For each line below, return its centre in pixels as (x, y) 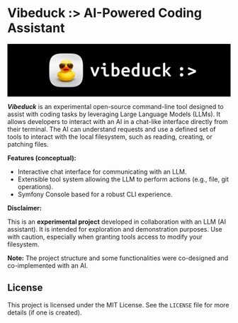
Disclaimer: (25, 208)
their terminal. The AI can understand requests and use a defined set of (112, 130)
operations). (35, 187)
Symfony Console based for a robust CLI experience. (95, 194)
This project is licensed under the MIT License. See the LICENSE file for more (118, 305)
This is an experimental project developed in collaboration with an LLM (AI (117, 222)
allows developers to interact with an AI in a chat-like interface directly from (118, 122)
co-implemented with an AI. (48, 266)
